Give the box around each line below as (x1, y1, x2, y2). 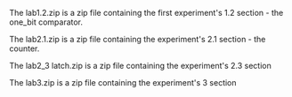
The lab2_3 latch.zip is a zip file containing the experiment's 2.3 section (9, 61, 272, 71)
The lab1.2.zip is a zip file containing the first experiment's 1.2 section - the (9, 8, 284, 18)
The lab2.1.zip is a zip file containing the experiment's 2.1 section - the (9, 34, 266, 44)
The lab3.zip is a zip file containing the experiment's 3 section (9, 78, 238, 87)
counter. (9, 43, 40, 54)
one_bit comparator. (9, 17, 83, 27)
